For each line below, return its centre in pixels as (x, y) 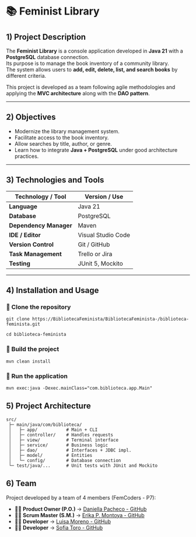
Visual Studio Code (104, 235)
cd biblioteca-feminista (36, 335)
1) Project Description (46, 37)
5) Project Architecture (49, 406)
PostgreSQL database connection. (48, 57)
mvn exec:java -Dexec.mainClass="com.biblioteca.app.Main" (79, 388)
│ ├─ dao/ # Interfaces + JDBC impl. (70, 450)
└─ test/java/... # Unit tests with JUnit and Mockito (83, 466)
